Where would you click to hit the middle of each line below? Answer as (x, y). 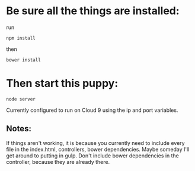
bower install (24, 60)
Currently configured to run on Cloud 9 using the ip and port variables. (92, 110)
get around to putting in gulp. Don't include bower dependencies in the (93, 156)
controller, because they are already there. (58, 162)
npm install (21, 38)
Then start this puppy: (62, 83)
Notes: (19, 129)
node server (21, 99)
